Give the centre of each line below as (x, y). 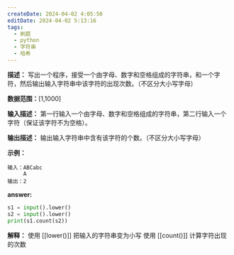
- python (27, 40)
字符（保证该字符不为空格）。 (49, 122)
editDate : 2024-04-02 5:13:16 (52, 21)
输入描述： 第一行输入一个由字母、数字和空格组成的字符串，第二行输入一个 (117, 114)
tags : (15, 27)
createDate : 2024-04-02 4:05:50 (55, 14)
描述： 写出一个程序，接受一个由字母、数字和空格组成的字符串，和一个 (111, 75)
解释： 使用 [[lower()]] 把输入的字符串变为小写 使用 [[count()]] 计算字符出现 (117, 235)
